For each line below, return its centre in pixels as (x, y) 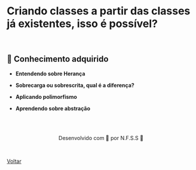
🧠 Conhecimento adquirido (58, 59)
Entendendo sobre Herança (50, 74)
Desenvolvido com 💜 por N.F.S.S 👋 (101, 138)
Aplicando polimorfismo (46, 96)
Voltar (14, 161)
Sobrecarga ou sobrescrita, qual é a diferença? (75, 85)
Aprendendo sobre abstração (53, 108)
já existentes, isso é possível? (82, 24)
